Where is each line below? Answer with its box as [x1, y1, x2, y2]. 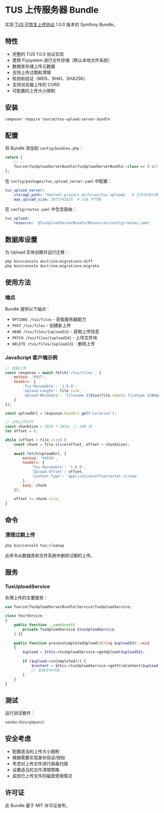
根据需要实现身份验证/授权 [12, 754, 65, 760]
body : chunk [22, 483, 47, 488]
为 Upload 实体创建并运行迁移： [5, 249, 69, 255]
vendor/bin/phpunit [5, 720, 45, 725]
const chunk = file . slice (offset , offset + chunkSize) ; [14, 442, 130, 447]
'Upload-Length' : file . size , [22, 389, 82, 394]
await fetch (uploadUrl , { [14, 451, 67, 456]
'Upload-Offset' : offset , [31, 469, 84, 474]
